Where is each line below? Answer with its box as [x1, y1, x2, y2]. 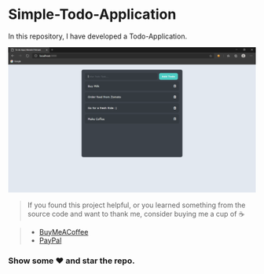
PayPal [38, 236, 62, 245]
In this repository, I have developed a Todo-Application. [8, 31, 187, 41]
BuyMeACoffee [38, 227, 89, 236]
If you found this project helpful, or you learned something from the [27, 200, 246, 210]
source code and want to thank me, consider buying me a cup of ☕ [27, 209, 245, 218]
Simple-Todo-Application [8, 5, 177, 24]
